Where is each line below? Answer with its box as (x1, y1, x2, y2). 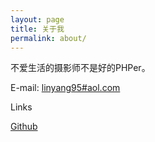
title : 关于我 (10, 24, 65, 34)
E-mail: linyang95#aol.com (10, 82, 121, 94)
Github (10, 121, 38, 133)
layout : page (10, 14, 65, 25)
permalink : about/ (10, 33, 87, 43)
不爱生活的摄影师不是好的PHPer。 (10, 62, 151, 74)
